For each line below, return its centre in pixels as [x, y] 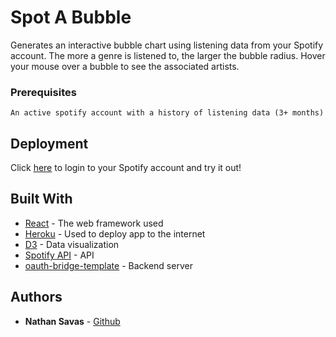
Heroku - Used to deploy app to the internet [115, 233]
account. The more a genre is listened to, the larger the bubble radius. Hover [168, 55]
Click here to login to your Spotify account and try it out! [126, 168]
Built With [41, 199]
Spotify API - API [59, 255]
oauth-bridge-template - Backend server [108, 265]
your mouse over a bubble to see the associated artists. [125, 66]
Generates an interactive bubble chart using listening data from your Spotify [167, 45]
